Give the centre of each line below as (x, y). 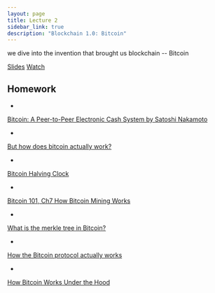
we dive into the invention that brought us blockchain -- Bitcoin (98, 53)
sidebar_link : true (36, 27)
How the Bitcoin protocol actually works (65, 255)
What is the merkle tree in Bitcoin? (57, 228)
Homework (32, 89)
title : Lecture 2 (33, 20)
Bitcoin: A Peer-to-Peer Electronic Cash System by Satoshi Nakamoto (107, 119)
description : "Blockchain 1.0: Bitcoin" (67, 33)
